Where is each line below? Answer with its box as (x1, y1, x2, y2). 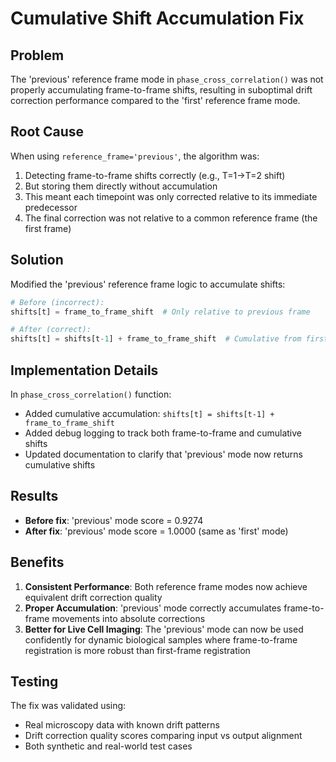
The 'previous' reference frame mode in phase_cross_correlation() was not (10, 73, 324, 85)
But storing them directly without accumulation (24, 180, 218, 192)
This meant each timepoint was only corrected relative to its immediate (24, 190, 318, 202)
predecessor (24, 201, 78, 213)
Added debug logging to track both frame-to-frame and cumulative (24, 427, 302, 439)
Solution (10, 252, 64, 269)
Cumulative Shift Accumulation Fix (10, 7, 305, 30)
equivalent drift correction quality (24, 591, 163, 603)
